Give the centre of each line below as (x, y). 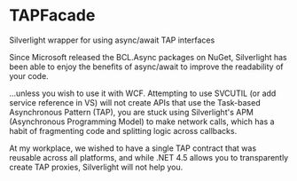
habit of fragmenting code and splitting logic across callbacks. (123, 130)
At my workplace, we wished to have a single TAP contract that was (133, 148)
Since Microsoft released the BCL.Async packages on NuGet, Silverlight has (148, 57)
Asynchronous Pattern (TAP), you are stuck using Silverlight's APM (132, 112)
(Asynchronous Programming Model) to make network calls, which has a (142, 122)
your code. (29, 75)
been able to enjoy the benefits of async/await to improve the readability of (146, 67)
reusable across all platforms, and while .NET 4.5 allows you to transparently (149, 157)
